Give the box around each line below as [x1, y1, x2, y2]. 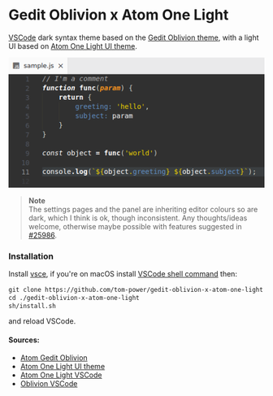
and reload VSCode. [8, 316, 76, 326]
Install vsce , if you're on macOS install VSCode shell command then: [8, 269, 238, 279]
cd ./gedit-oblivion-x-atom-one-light [8, 294, 140, 302]
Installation [8, 250, 54, 262]
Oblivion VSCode [19, 379, 78, 389]
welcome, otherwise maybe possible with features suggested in [28, 221, 242, 231]
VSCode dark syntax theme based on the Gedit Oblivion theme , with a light [8, 33, 259, 42]
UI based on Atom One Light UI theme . [8, 41, 138, 50]
